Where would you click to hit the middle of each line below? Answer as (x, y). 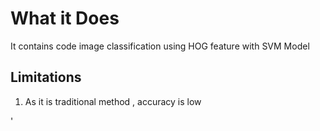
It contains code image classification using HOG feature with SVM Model (160, 46)
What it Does (65, 18)
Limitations (46, 77)
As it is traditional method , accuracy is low (113, 101)
